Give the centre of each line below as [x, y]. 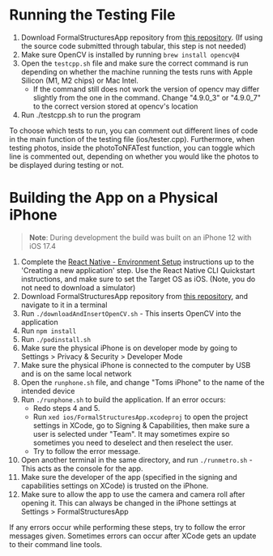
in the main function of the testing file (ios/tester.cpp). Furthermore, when [132, 139]
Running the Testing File [92, 15]
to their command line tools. [56, 544]
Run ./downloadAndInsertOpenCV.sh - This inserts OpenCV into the [131, 313]
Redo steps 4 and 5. [66, 408]
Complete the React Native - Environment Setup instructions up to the [137, 262]
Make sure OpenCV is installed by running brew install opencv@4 [130, 54]
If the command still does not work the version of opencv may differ [146, 89]
